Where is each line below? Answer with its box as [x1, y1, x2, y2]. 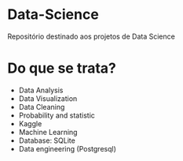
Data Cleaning [18, 102, 65, 111]
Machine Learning [18, 127, 78, 137]
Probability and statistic [18, 110, 96, 120]
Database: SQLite [18, 136, 75, 145]
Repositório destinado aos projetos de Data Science [7, 32, 176, 41]
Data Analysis [18, 85, 64, 95]
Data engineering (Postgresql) [18, 144, 117, 153]
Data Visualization [18, 93, 78, 103]
